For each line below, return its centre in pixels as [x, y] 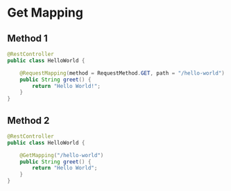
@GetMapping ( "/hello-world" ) [62, 155]
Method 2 [28, 120]
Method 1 [28, 38]
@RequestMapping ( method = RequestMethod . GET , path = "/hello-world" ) [122, 73]
